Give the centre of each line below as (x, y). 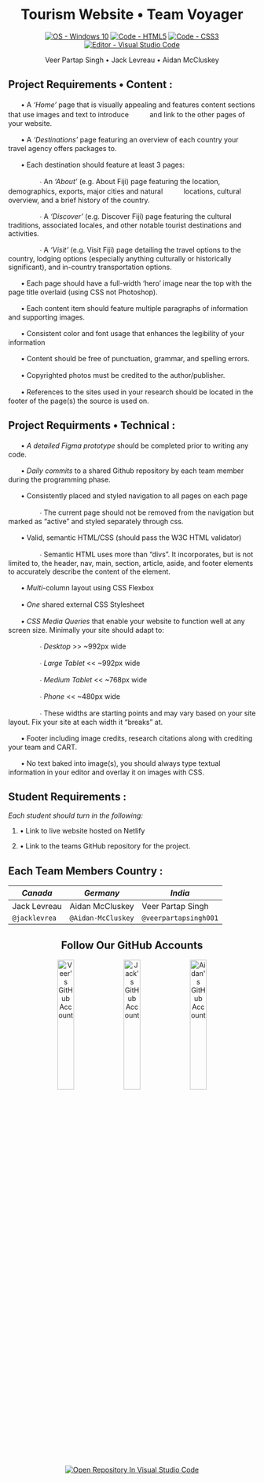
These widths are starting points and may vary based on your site (150, 713)
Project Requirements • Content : (90, 85)
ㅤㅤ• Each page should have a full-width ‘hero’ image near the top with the (130, 283)
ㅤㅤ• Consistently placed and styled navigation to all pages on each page (128, 495)
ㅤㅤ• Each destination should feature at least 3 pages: (97, 164)
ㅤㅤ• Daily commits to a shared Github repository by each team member (126, 471)
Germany (102, 893)
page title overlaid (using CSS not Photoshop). (83, 292)
